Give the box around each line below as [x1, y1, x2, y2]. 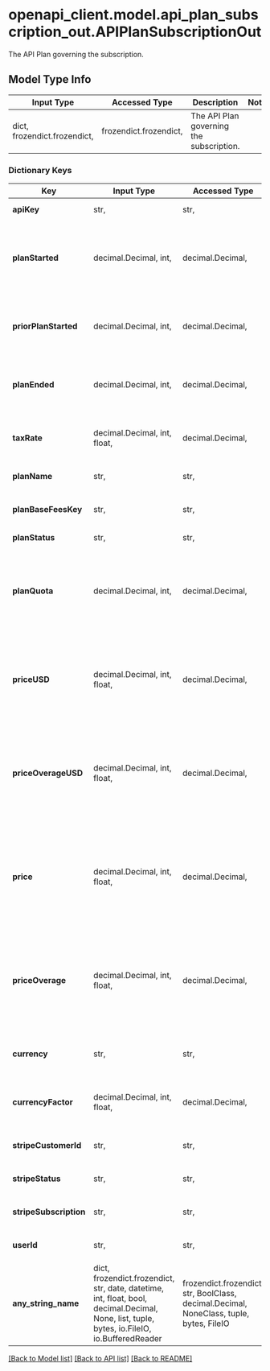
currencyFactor [12, 1096, 74, 1108]
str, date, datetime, [93, 1282, 165, 1294]
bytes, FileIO [182, 1318, 230, 1329]
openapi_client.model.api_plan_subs [8, 6, 259, 24]
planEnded [12, 379, 55, 390]
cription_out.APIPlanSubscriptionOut [8, 23, 262, 41]
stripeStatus [12, 1173, 61, 1184]
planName [12, 471, 53, 482]
